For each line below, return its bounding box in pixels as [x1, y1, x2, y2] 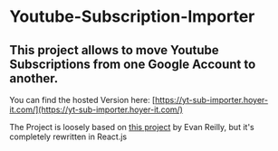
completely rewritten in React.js [9, 131, 128, 142]
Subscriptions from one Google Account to [9, 56, 256, 71]
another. [9, 71, 59, 86]
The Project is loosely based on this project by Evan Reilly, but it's [9, 122, 255, 132]
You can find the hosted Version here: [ [9, 95, 156, 105]
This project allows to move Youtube [9, 42, 219, 58]
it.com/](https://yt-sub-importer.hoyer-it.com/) [9, 104, 184, 115]
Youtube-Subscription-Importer [9, 6, 255, 27]
